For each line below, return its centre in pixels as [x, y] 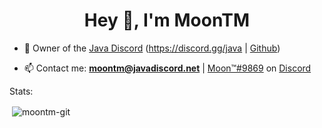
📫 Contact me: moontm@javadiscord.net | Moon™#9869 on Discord [167, 68]
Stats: [21, 91]
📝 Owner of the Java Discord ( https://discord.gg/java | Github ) [152, 48]
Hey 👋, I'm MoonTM [167, 20]
